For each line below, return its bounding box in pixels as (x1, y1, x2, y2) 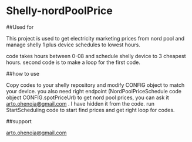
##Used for (6, 23, 34, 31)
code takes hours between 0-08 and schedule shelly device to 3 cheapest (6, 52, 186, 59)
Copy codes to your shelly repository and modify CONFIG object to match (6, 81, 185, 89)
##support (6, 117, 32, 124)
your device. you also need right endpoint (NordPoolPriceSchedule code (6, 87, 182, 94)
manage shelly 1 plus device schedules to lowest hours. (6, 41, 141, 48)
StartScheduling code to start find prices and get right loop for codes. (6, 106, 175, 113)
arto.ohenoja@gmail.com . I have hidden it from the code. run (6, 100, 154, 107)
